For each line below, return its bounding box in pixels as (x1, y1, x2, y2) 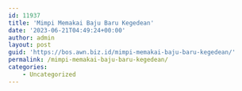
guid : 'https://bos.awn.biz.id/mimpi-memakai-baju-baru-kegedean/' (8, 48, 236, 56)
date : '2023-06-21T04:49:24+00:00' (8, 26, 126, 34)
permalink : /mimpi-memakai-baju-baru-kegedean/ (8, 56, 169, 64)
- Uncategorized (22, 70, 77, 78)
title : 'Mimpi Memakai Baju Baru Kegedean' (8, 19, 155, 27)
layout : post (8, 41, 52, 49)
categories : (8, 63, 48, 71)
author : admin (8, 33, 56, 42)
